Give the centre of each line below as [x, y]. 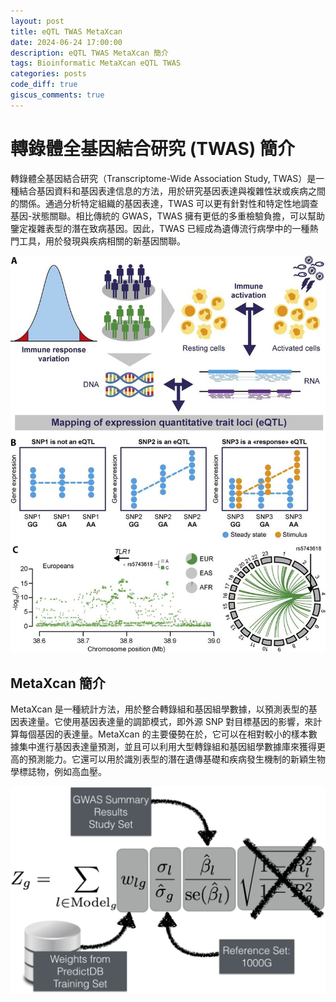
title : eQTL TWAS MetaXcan [66, 31]
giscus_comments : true [57, 95]
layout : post [37, 21]
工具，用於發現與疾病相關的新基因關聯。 [102, 241]
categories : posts [48, 74]
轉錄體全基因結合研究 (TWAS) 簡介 [152, 148]
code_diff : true [44, 85]
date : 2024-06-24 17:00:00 [66, 42]
